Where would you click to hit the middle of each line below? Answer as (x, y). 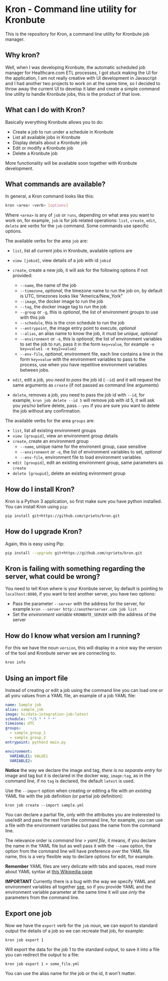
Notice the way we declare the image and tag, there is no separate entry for (84, 770)
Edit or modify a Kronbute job (43, 148)
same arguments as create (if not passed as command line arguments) (86, 385)
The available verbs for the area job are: (47, 241)
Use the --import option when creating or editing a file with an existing (78, 791)
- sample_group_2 (28, 738)
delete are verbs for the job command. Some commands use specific (77, 226)
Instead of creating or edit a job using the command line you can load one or (84, 690)
